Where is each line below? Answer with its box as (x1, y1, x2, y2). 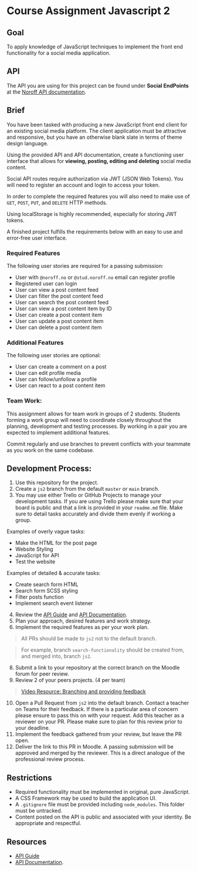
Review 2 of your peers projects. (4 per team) (15, 677, 125, 684)
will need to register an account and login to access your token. (6, 181, 160, 188)
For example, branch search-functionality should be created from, (21, 646, 185, 654)
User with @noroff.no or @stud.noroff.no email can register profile (15, 274, 175, 281)
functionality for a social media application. (6, 49, 111, 56)
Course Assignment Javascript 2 (6, 4, 171, 18)
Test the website (15, 558, 56, 566)
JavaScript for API (15, 552, 59, 559)
